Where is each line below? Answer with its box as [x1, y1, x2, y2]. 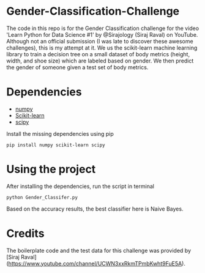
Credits [6, 226, 45, 240]
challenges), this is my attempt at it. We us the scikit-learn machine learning [6, 44, 198, 51]
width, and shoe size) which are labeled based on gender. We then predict [6, 57, 194, 64]
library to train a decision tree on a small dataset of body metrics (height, [6, 50, 190, 58]
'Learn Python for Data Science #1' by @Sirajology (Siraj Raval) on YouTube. [6, 31, 198, 38]
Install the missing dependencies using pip [6, 130, 114, 137]
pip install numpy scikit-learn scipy [6, 142, 105, 148]
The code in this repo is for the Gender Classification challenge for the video [6, 24, 199, 32]
